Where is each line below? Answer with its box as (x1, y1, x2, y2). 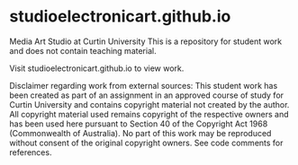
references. (9, 146, 52, 158)
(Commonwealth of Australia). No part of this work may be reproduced (9, 127, 272, 138)
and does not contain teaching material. (9, 45, 157, 56)
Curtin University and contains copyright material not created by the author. (9, 99, 290, 109)
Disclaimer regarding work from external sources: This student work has (9, 80, 278, 91)
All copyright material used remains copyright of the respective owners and (9, 109, 290, 119)
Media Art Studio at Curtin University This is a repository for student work (9, 36, 283, 47)
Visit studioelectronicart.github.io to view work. (9, 63, 185, 74)
